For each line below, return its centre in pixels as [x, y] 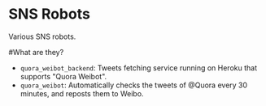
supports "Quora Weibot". [63, 76]
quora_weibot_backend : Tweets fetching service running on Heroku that [139, 68]
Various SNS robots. [42, 36]
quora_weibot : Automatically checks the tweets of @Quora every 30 [134, 85]
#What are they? [36, 52]
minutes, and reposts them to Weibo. [82, 93]
